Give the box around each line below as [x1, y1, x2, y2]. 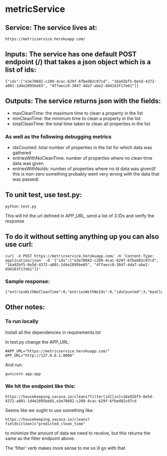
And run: [5, 362, 23, 368]
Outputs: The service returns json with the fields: [5, 97, 161, 105]
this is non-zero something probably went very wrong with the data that [12, 171, 160, 177]
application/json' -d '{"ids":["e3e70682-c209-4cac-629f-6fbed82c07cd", [5, 258, 159, 263]
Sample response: [5, 278, 50, 285]
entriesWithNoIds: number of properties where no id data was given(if [12, 166, 156, 172]
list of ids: [5, 66, 36, 74]
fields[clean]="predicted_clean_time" [5, 421, 85, 426]
